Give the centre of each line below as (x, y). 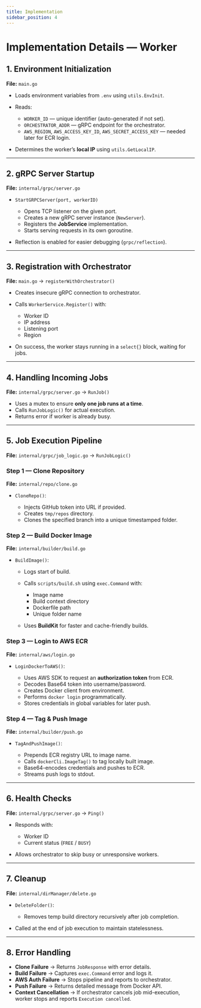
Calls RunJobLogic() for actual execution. (65, 410)
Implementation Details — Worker (92, 47)
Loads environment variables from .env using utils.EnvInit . (89, 95)
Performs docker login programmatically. (75, 697)
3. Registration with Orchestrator (69, 267)
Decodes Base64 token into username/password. (85, 684)
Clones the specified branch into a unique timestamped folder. (100, 520)
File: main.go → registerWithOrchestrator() (61, 281)
